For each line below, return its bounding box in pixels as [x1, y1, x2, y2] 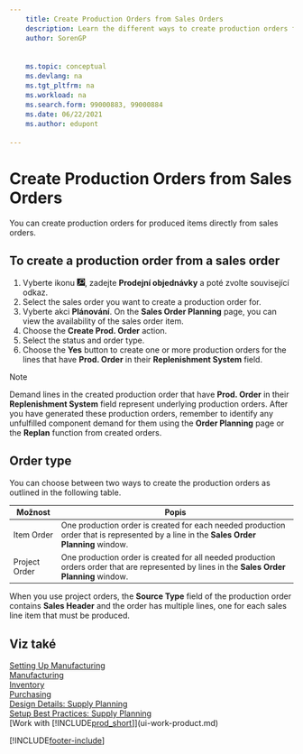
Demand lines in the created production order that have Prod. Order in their [9, 389, 289, 400]
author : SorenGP [25, 33, 87, 42]
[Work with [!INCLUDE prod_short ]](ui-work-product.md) [9, 718, 219, 728]
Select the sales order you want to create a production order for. [22, 296, 262, 307]
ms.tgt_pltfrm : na [25, 81, 95, 90]
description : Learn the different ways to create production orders [25, 23, 289, 33]
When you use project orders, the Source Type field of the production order [9, 591, 291, 602]
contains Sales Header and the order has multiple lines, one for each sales [9, 601, 287, 611]
